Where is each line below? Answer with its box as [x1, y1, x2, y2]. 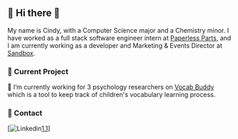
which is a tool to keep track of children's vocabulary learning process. [7, 91, 216, 99]
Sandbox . [7, 48, 36, 57]
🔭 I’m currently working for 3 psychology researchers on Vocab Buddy [7, 83, 214, 91]
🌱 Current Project [7, 66, 69, 76]
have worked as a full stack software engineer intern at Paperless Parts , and [7, 34, 232, 42]
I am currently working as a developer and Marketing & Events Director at [7, 41, 223, 50]
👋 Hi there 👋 [7, 7, 61, 19]
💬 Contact [7, 108, 43, 118]
